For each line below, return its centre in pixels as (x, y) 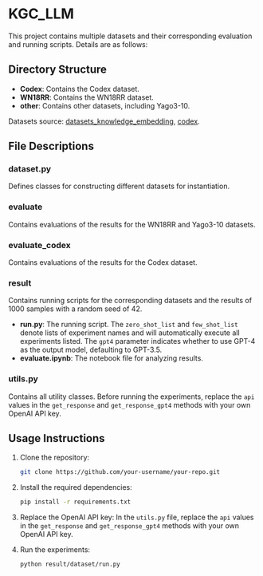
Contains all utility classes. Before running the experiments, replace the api (131, 396)
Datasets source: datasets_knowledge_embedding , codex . (104, 121)
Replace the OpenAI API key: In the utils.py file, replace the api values (137, 517)
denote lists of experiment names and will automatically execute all (130, 333)
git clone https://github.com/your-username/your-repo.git (120, 472)
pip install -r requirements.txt (75, 502)
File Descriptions (51, 146)
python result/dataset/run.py (70, 564)
